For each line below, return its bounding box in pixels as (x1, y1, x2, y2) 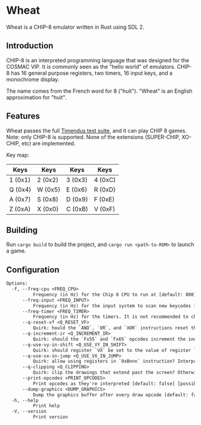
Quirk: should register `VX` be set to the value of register (32, 347, 191, 353)
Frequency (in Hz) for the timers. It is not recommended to (32, 314, 188, 320)
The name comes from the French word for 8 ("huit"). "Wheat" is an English (6, 87, 193, 95)
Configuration (6, 265, 60, 275)
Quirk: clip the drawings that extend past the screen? (32, 369, 175, 376)
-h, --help (11, 397, 39, 403)
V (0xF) (93, 205, 115, 213)
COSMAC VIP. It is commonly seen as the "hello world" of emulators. (6, 63, 176, 70)
